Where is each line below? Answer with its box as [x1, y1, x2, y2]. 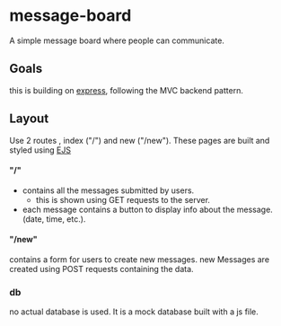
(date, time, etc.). [22, 213, 86, 225]
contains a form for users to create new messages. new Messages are [9, 253, 270, 265]
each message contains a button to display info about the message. [22, 204, 274, 215]
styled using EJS [9, 145, 72, 155]
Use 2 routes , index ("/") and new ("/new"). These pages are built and [9, 135, 270, 145]
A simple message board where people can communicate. [9, 35, 224, 46]
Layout [9, 111, 49, 127]
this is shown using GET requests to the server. [35, 194, 211, 205]
